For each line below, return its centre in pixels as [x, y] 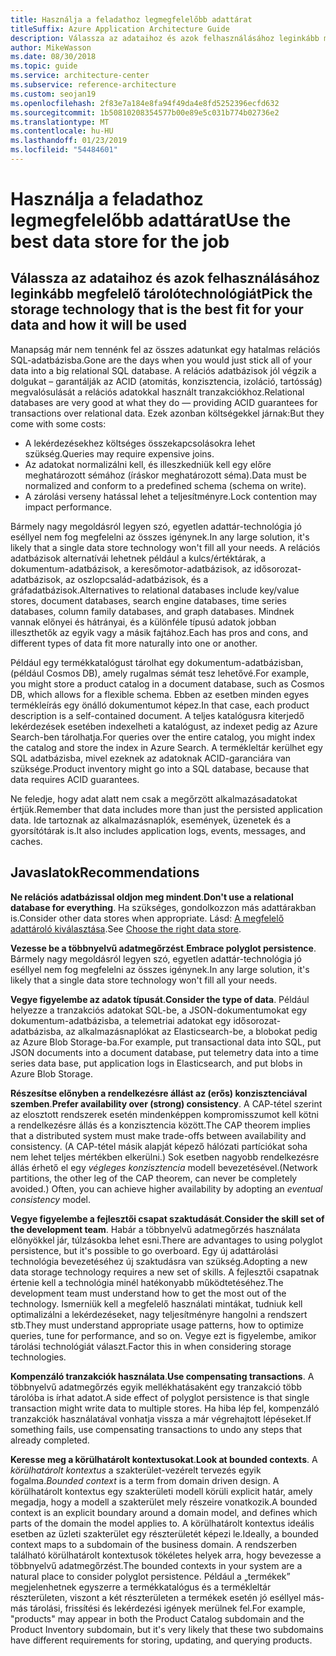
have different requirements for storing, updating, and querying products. [161, 1640]
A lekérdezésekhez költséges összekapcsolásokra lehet [140, 443]
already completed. [50, 1440]
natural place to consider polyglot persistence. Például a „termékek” [150, 1576]
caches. [26, 841]
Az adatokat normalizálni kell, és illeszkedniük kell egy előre [148, 464]
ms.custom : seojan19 [53, 94]
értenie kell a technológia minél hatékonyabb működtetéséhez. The [147, 1282]
